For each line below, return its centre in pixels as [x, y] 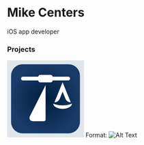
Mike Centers [46, 13]
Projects [21, 49]
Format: [96, 135]
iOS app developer [33, 31]
